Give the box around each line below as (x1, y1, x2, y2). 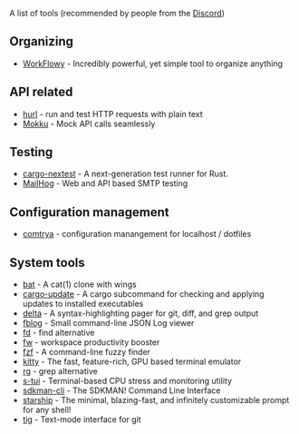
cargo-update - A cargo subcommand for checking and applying (22, 289, 265, 300)
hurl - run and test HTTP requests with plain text (22, 108, 204, 119)
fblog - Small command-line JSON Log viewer (22, 318, 195, 329)
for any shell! (22, 404, 72, 416)
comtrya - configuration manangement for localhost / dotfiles (22, 229, 252, 240)
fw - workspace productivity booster (22, 337, 160, 348)
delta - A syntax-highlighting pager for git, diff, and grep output (22, 308, 259, 319)
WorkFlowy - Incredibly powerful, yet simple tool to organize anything (22, 58, 284, 69)
